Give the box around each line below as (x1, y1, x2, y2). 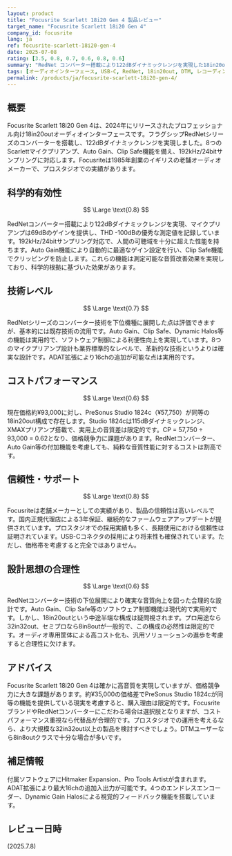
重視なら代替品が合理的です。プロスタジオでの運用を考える (49, 716, 218, 725)
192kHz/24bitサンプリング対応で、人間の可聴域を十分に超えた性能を (18, 237, 214, 245)
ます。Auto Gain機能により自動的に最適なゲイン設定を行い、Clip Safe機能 (12, 246, 224, 254)
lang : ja (7, 36, 32, 43)
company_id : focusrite (7, 29, 72, 37)
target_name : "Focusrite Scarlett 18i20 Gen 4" (7, 23, 147, 30)
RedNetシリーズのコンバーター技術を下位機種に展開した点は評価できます (7, 318, 216, 326)
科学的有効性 (7, 187, 62, 198)
